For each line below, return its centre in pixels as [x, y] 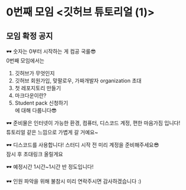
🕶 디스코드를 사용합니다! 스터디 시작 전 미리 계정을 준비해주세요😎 [83, 145]
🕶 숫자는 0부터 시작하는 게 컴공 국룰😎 [51, 51]
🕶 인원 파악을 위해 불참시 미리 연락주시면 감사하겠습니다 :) [74, 181]
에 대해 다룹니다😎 [36, 110]
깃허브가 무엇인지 [35, 73]
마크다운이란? [31, 95]
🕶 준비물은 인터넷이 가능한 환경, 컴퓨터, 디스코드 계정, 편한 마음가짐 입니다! [93, 123]
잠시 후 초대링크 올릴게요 [35, 154]
